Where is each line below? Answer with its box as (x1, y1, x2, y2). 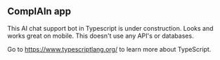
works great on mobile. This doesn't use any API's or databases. (7, 31, 195, 40)
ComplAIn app (7, 6, 72, 17)
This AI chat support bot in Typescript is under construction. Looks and (7, 24, 214, 32)
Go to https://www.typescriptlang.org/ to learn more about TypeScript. (7, 45, 212, 53)
